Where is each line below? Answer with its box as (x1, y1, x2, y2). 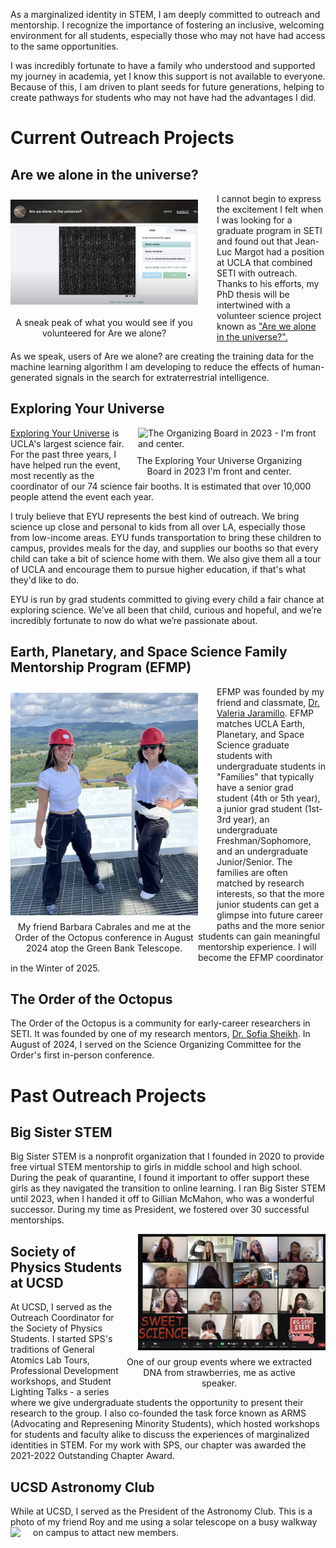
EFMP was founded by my (216, 685, 325, 698)
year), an (233, 813, 270, 825)
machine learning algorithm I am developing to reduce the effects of (10, 361, 291, 373)
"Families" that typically (216, 770, 315, 783)
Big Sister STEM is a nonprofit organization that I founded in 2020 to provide (10, 1150, 325, 1163)
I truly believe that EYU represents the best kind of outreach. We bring (10, 510, 300, 522)
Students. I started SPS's (10, 1333, 113, 1345)
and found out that (216, 235, 293, 247)
